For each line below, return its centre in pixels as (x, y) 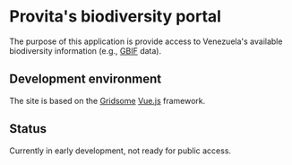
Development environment (86, 79)
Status (28, 129)
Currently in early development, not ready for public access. (120, 151)
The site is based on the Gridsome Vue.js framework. (107, 100)
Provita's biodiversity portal (116, 17)
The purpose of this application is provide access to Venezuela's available (146, 41)
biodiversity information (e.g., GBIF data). (86, 50)
